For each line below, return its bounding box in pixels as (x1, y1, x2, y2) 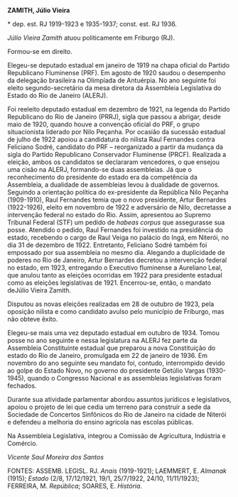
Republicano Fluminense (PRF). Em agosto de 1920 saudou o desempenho (7, 69, 226, 77)
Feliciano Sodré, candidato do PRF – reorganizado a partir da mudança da (7, 143, 224, 151)
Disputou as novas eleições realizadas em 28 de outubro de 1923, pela (7, 300, 215, 308)
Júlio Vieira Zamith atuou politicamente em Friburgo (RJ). (7, 33, 175, 42)
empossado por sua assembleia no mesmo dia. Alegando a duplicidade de (7, 248, 225, 256)
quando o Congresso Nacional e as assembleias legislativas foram (27, 374, 222, 382)
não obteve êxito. (7, 315, 58, 323)
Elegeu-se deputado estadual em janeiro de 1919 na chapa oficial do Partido (7, 61, 230, 70)
